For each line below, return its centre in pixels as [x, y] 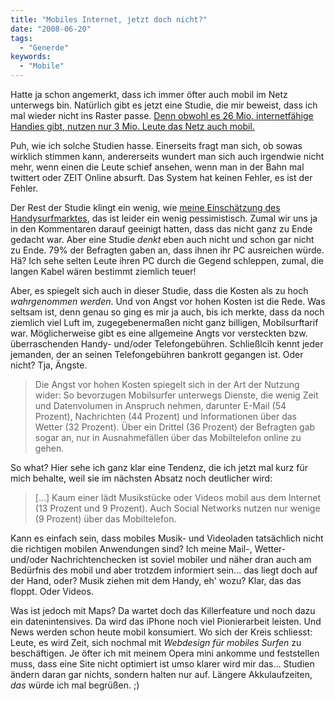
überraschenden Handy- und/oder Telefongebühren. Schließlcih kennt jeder [167, 344]
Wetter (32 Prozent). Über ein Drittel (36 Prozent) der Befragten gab [175, 427]
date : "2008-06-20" [51, 29]
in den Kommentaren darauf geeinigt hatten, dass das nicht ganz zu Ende [161, 229]
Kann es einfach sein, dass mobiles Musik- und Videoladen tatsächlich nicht [167, 538]
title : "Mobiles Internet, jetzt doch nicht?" [109, 19]
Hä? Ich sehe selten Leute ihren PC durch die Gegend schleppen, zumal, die [167, 260]
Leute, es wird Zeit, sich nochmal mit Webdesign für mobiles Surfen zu [156, 642]
